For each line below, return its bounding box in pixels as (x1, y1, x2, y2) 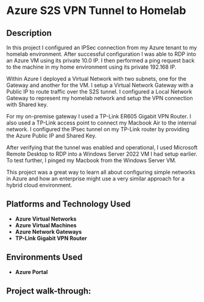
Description (6, 28, 52, 38)
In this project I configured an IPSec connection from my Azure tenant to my (6, 44, 197, 51)
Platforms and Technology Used (6, 199, 131, 210)
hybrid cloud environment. (6, 182, 72, 188)
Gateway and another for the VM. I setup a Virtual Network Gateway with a (6, 81, 194, 89)
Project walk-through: (6, 286, 91, 297)
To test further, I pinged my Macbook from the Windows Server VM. (6, 157, 177, 164)
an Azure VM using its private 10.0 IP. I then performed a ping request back (6, 57, 195, 64)
